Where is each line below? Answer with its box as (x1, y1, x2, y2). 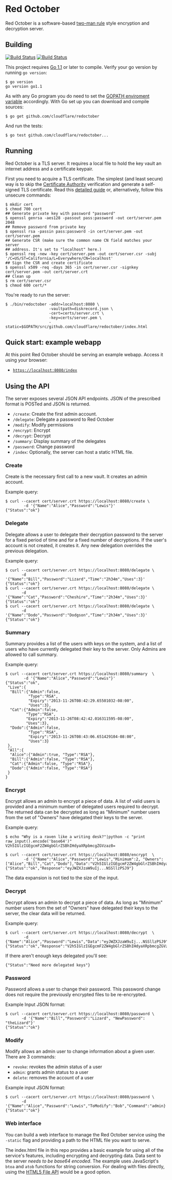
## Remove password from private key (5, 224, 86, 229)
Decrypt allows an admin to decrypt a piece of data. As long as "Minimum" (5, 899, 163, 905)
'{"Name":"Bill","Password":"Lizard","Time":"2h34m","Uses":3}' (5, 576, 145, 582)
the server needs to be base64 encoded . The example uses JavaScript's (5, 1158, 159, 1164)
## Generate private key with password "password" (5, 211, 116, 216)
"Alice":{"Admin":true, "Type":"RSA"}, (10, 752, 95, 758)
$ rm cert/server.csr (5, 278, 52, 283)
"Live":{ (7, 685, 27, 690)
